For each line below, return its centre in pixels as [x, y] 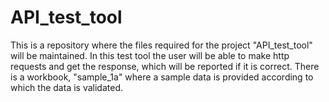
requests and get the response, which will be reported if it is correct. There [165, 66]
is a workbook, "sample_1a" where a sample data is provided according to [162, 77]
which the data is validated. [66, 87]
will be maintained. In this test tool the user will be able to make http [150, 55]
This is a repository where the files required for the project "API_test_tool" [161, 45]
